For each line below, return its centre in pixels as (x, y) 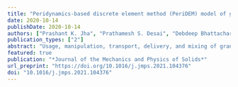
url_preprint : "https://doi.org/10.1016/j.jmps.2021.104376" (100, 66)
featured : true (30, 53)
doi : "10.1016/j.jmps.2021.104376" (60, 72)
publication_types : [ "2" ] (45, 40)
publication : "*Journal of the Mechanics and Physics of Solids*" (107, 60)
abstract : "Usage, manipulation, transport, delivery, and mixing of (112, 46)
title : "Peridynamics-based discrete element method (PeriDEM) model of (117, 14)
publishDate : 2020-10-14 (44, 27)
